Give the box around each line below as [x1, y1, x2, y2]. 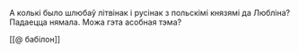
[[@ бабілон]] [9, 34, 61, 44]
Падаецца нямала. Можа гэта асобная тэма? [9, 17, 182, 27]
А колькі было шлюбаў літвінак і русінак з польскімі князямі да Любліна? [9, 8, 291, 18]
